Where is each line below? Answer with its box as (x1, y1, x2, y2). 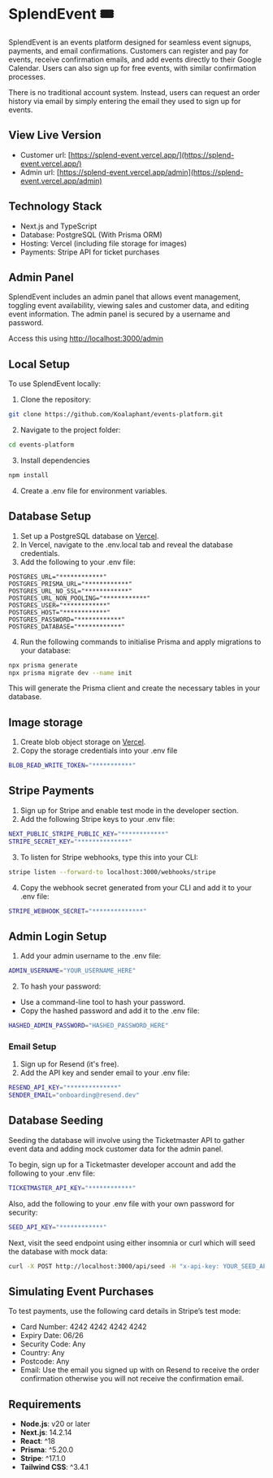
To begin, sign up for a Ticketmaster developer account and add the (8, 1159, 236, 1169)
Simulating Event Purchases (8, 1285, 154, 1298)
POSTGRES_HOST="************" (8, 608, 111, 616)
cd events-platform (8, 441, 75, 450)
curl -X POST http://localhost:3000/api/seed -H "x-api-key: (8, 1262, 220, 1271)
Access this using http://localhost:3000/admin (8, 333, 164, 344)
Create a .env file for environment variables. (19, 485, 168, 495)
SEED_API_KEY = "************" (8, 1223, 107, 1231)
